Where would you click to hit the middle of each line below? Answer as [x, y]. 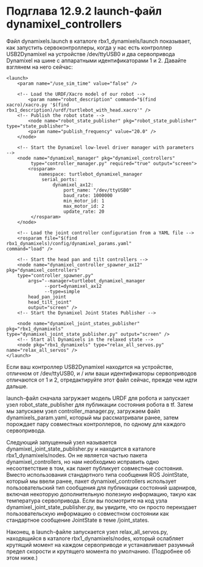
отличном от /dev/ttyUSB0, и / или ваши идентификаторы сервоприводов [101, 373]
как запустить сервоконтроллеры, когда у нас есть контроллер [89, 48]
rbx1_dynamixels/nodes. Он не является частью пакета [77, 455]
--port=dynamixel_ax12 [73, 286]
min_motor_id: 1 [84, 201]
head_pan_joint [47, 297]
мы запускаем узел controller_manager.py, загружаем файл [83, 411]
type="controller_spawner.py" [56, 276]
